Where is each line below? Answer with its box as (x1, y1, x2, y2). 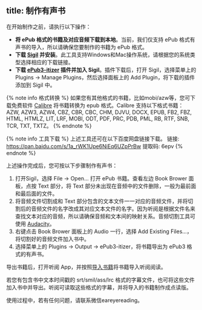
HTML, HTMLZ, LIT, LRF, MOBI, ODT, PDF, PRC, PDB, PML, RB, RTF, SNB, (6, 114, 189, 122)
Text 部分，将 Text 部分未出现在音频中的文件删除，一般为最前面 (37, 182, 197, 190)
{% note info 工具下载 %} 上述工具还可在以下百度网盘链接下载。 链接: (6, 135, 180, 142)
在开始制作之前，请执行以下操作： (6, 23, 91, 30)
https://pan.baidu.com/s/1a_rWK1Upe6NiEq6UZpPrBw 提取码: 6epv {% (6, 142, 183, 150)
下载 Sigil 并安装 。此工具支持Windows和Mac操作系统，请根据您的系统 (15, 51, 191, 58)
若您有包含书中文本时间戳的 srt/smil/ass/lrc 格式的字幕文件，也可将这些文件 (6, 276, 195, 283)
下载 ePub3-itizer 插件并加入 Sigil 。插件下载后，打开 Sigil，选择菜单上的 (15, 66, 197, 73)
